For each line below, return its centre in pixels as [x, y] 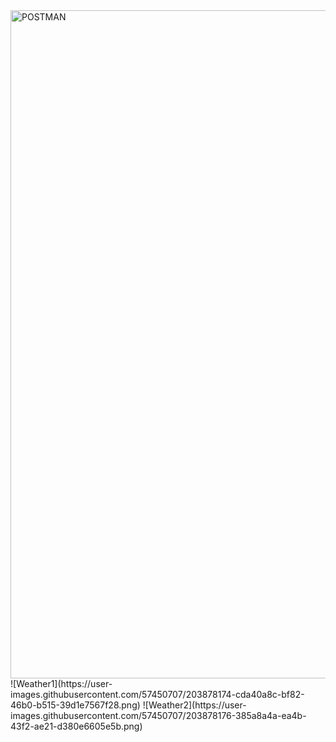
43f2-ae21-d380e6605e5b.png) [76, 726]
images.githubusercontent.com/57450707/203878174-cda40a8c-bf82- [157, 694]
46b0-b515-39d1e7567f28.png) [75, 705]
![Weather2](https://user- [194, 705]
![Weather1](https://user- [61, 683]
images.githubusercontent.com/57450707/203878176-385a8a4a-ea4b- [158, 715]
